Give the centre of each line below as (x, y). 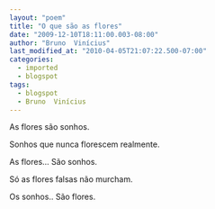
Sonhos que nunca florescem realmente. (85, 144)
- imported (38, 68)
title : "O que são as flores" (66, 26)
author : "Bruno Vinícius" (60, 43)
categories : (31, 59)
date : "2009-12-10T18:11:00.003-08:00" (84, 34)
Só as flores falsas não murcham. (71, 179)
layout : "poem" (38, 18)
